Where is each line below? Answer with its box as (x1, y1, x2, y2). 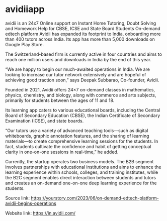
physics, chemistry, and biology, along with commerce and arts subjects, (5, 92, 156, 98)
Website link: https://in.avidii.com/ (5, 210, 76, 216)
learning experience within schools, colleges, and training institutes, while (5, 169, 158, 175)
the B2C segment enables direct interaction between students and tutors (5, 174, 156, 180)
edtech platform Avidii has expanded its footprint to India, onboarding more (5, 31, 161, 37)
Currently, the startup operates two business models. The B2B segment (5, 158, 154, 164)
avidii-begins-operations (5, 200, 56, 206)
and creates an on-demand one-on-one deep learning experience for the (5, 180, 157, 186)
